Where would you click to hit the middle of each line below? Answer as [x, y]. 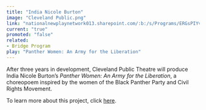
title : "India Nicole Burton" [45, 12]
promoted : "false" [30, 35]
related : [17, 40]
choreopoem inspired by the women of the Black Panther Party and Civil [97, 82]
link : [13, 23]
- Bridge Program [29, 46]
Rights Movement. [29, 89]
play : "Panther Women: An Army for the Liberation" [74, 52]
